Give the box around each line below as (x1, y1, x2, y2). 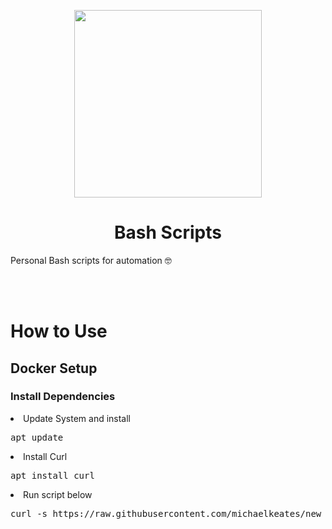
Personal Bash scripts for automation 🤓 (10, 254, 172, 266)
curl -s (10, 508, 48, 519)
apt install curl (10, 470, 95, 481)
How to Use (10, 320, 108, 343)
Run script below (23, 488, 93, 500)
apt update (10, 431, 64, 443)
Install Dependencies (10, 390, 116, 404)
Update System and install (23, 412, 131, 424)
